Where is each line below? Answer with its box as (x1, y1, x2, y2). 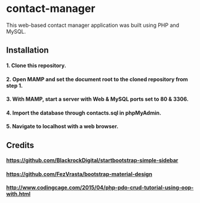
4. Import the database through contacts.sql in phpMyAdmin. (6, 109, 162, 116)
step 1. (6, 82, 23, 89)
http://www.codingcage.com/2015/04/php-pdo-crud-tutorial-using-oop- (6, 184, 194, 191)
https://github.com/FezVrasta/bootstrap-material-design (6, 170, 152, 177)
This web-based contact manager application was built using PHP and (6, 21, 180, 29)
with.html (6, 190, 31, 198)
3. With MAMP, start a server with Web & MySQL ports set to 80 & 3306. (6, 96, 189, 103)
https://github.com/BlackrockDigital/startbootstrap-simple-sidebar (6, 157, 179, 164)
